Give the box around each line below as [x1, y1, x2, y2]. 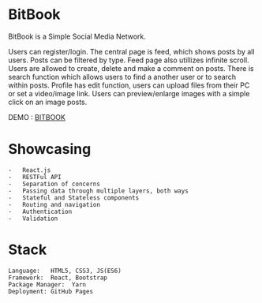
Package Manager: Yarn [8, 280, 87, 289]
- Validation [8, 215, 58, 223]
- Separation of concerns [8, 180, 101, 188]
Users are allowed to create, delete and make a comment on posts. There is [8, 63, 254, 73]
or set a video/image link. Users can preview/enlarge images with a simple [8, 88, 250, 98]
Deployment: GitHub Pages [8, 287, 93, 295]
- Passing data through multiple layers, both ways [8, 187, 189, 195]
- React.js [8, 166, 51, 174]
